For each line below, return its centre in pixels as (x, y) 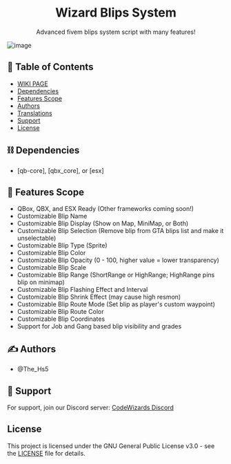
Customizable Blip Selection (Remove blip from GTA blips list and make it (120, 231)
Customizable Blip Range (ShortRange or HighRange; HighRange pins (116, 275)
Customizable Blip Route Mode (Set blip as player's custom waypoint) (116, 304)
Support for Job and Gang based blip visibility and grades (99, 326)
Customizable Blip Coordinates (61, 319)
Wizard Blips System (116, 13)
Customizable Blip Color (51, 253)
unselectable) (37, 238)
